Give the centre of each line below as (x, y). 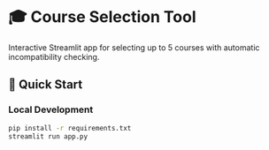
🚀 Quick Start (46, 85)
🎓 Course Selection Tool (102, 17)
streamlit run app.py (48, 136)
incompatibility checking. (54, 56)
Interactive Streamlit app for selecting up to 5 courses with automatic (134, 47)
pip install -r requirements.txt (70, 128)
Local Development (51, 109)
